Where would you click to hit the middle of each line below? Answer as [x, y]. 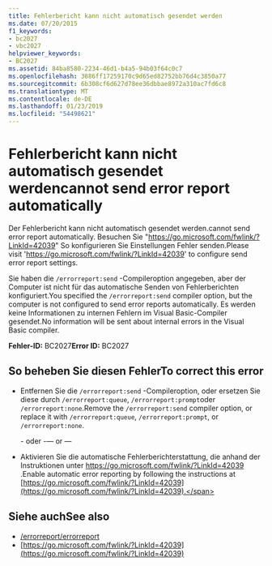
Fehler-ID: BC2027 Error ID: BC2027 [69, 345]
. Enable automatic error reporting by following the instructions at [128, 474]
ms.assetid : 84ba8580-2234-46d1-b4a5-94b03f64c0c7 [96, 69]
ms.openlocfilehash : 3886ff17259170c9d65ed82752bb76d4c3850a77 [117, 76]
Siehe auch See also [59, 517]
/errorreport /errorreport [59, 536]
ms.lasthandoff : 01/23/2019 [56, 106]
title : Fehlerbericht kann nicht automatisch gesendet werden [115, 16]
